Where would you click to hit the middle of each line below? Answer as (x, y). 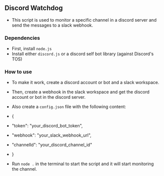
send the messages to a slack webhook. (52, 25)
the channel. (24, 169)
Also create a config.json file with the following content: (69, 107)
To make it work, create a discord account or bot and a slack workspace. (85, 83)
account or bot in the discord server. (49, 97)
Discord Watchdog (34, 8)
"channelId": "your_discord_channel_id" (52, 145)
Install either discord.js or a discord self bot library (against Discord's (83, 54)
